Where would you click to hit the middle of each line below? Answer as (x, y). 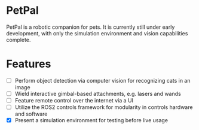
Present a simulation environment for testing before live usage (91, 120)
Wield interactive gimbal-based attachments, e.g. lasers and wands (98, 93)
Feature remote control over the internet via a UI (74, 100)
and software (31, 114)
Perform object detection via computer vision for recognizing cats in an (102, 80)
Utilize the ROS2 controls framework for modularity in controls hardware (104, 107)
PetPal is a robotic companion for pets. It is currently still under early (91, 27)
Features (29, 64)
